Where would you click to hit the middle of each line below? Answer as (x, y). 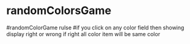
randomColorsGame (59, 11)
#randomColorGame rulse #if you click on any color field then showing (95, 28)
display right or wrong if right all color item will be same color (83, 34)
